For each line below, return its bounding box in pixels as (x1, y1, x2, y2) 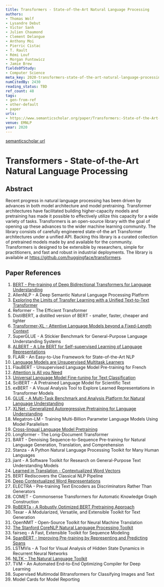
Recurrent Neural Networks (12, 550, 68, 556)
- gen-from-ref (5, 98, 36, 103)
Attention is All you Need (12, 369, 62, 375)
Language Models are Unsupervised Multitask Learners (12, 359, 125, 365)
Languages (12, 452, 36, 458)
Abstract (5, 184, 33, 193)
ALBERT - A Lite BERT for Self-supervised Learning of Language (12, 344, 143, 349)
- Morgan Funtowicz (5, 57, 45, 62)
